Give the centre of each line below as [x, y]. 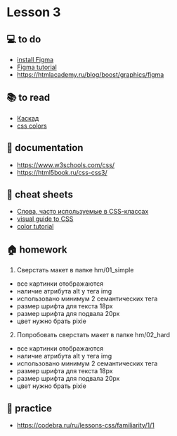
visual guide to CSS [45, 219]
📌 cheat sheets [40, 195]
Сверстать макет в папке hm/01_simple [75, 270]
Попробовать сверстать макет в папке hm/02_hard [93, 335]
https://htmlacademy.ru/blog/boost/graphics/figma [90, 74]
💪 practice [29, 408]
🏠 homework [37, 249]
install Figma [35, 60]
